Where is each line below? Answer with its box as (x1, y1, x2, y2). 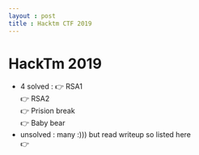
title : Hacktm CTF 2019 (8, 19, 92, 28)
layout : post (8, 11, 57, 20)
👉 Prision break (19, 106, 75, 116)
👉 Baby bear (19, 118, 66, 128)
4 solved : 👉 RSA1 (19, 82, 83, 92)
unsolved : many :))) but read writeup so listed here (19, 130, 192, 140)
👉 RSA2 (19, 94, 50, 104)
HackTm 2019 (8, 54, 103, 73)
